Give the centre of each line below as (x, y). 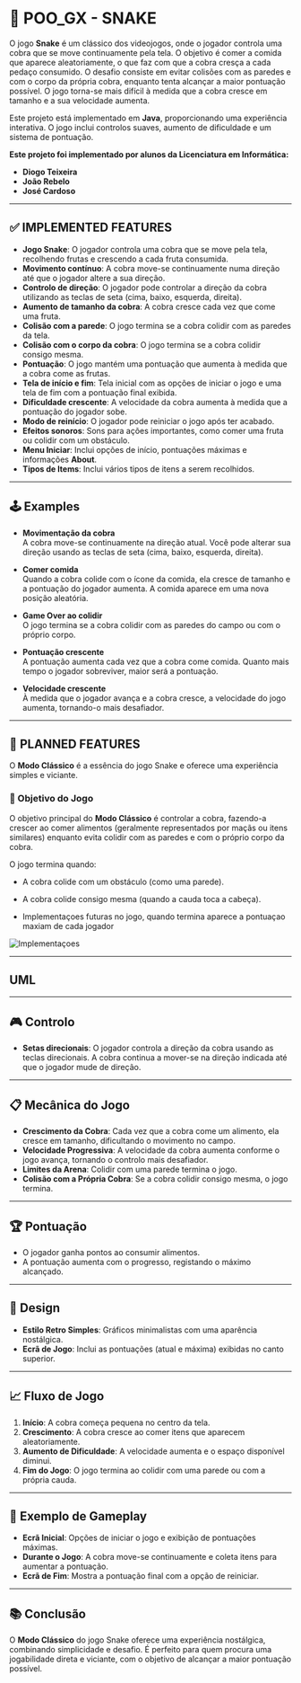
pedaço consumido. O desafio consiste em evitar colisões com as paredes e (150, 72)
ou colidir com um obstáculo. (76, 440)
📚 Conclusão (48, 1613)
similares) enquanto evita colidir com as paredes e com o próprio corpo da (147, 837)
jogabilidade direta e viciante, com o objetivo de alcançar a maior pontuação (150, 1659)
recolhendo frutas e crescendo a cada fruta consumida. (125, 259)
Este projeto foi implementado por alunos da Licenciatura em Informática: (149, 154)
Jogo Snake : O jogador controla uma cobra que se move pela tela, (145, 249)
